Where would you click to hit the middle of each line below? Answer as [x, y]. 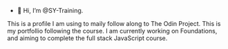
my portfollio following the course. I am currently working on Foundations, [112, 31]
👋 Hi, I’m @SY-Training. [50, 11]
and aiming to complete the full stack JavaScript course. [87, 38]
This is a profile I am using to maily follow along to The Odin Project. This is [114, 23]
